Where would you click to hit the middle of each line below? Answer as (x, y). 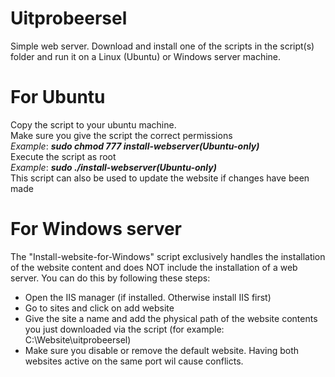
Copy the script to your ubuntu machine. (93, 124)
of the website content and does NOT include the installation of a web (154, 267)
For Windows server (96, 229)
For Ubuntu (58, 97)
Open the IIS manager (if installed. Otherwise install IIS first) (148, 297)
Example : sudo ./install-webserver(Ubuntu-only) (113, 167)
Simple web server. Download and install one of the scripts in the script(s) (162, 46)
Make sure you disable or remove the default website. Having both (162, 350)
